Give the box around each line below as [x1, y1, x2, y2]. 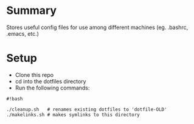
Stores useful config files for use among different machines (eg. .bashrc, [6, 24, 189, 31]
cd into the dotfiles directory [15, 77, 86, 85]
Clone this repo [15, 71, 54, 79]
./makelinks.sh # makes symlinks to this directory [6, 111, 140, 118]
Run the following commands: [15, 84, 90, 91]
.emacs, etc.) [6, 30, 40, 37]
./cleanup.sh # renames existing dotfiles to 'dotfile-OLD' [6, 106, 167, 113]
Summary [6, 4, 57, 18]
